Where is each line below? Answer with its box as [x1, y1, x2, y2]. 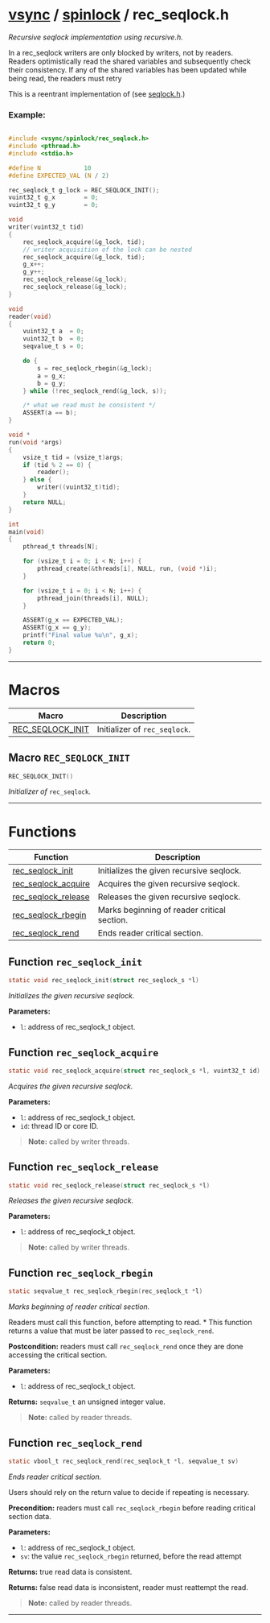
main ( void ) [8, 527, 45, 536]
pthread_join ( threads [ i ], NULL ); [37, 594, 149, 602]
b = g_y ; [37, 379, 67, 387]
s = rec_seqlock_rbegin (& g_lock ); [37, 364, 153, 372]
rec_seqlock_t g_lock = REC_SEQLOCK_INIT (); [8, 186, 160, 194]
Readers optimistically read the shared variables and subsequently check [8, 56, 252, 66]
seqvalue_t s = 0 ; [22, 342, 84, 351]
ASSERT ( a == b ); [22, 409, 78, 417]
